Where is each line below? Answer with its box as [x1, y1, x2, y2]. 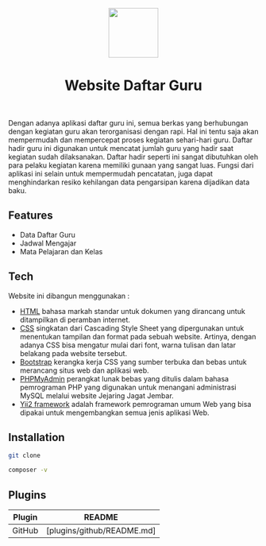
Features [8, 209, 53, 223]
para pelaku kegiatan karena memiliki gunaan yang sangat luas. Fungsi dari [8, 160, 254, 170]
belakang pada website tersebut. [19, 348, 128, 358]
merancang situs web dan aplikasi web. [19, 366, 149, 375]
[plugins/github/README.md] [46, 525, 156, 536]
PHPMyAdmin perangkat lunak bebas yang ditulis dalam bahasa [19, 374, 229, 383]
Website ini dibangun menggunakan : [8, 291, 130, 300]
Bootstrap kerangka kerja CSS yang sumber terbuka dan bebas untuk [19, 357, 248, 366]
